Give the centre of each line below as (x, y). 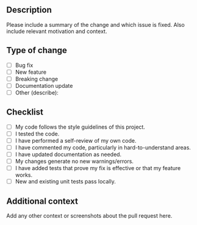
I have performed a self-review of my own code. (76, 140)
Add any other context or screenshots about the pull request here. (89, 216)
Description (29, 10)
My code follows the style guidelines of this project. (80, 127)
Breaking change (37, 79)
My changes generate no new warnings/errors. (74, 162)
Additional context (42, 201)
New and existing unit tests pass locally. (65, 182)
